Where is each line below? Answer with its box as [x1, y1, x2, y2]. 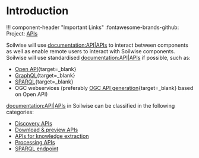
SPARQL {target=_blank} [14, 78, 74, 85]
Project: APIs [6, 30, 38, 37]
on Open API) [14, 91, 48, 98]
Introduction [6, 4, 69, 18]
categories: [6, 108, 34, 115]
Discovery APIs [14, 120, 52, 127]
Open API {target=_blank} [14, 65, 77, 72]
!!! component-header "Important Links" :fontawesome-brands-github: [6, 24, 179, 31]
